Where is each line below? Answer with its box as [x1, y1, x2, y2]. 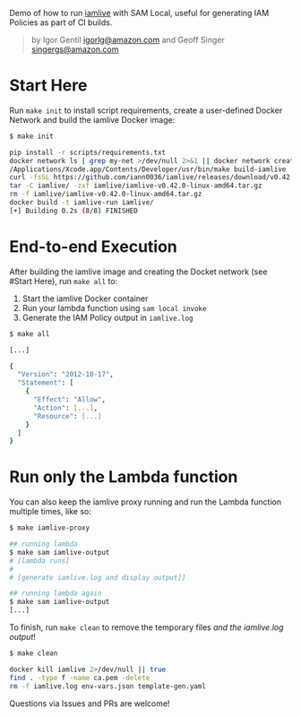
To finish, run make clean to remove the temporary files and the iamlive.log [9, 622, 284, 633]
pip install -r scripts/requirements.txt [9, 148, 167, 157]
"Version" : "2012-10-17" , [17, 370, 115, 379]
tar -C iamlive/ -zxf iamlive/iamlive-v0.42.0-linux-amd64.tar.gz [9, 181, 262, 191]
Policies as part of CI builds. [9, 17, 113, 28]
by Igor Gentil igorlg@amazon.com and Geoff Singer [30, 35, 226, 45]
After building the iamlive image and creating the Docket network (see [9, 266, 268, 277]
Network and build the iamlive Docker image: [9, 114, 176, 125]
